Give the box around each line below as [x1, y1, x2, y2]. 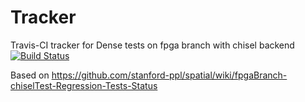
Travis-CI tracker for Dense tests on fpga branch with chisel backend [10, 39, 295, 51]
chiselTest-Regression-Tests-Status [10, 79, 158, 91]
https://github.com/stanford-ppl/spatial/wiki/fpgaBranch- [51, 69, 288, 81]
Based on [10, 69, 50, 81]
